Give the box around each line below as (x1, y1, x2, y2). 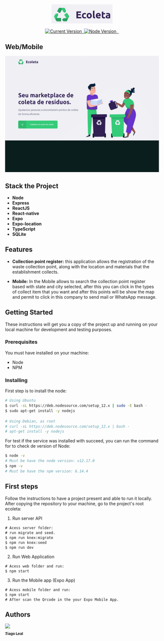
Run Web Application (12, 554, 55, 560)
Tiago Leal (5, 631, 23, 637)
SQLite (12, 231, 26, 237)
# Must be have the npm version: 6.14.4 (5, 468, 89, 474)
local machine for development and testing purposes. (5, 326, 113, 333)
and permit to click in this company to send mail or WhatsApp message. (12, 294, 157, 300)
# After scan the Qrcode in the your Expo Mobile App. (5, 597, 119, 602)
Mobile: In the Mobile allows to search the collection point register (12, 278, 145, 284)
